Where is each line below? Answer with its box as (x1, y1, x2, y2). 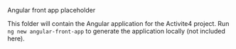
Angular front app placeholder (7, 6, 96, 14)
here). (7, 34, 25, 43)
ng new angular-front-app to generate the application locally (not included (7, 27, 226, 35)
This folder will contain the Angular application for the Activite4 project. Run (7, 20, 230, 27)
